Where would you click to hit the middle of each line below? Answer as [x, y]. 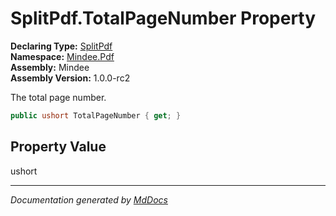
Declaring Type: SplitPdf [61, 46]
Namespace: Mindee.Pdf [62, 56]
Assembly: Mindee [50, 67]
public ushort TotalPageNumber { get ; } [96, 115]
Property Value [58, 147]
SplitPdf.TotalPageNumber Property [163, 18]
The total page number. [58, 97]
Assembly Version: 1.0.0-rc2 [70, 78]
